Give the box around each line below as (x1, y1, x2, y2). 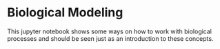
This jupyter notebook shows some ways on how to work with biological (7, 27, 212, 35)
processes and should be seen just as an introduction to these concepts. (7, 34, 214, 42)
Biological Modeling (7, 5, 123, 20)
